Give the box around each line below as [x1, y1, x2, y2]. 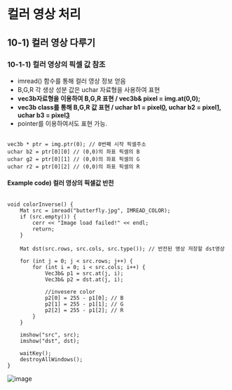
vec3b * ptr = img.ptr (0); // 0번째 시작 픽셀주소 [7, 141, 146, 148]
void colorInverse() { [7, 201, 74, 208]
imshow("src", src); [20, 332, 80, 339]
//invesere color [44, 289, 96, 296]
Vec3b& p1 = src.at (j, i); [44, 270, 124, 278]
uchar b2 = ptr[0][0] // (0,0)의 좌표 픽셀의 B [7, 148, 140, 155]
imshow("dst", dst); [20, 338, 80, 345]
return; [32, 226, 55, 233]
